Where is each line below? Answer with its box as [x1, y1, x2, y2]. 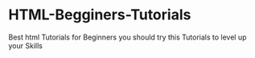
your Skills [8, 40, 43, 50]
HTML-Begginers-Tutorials [8, 6, 191, 24]
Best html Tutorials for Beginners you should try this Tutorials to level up [8, 32, 247, 42]
